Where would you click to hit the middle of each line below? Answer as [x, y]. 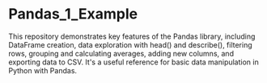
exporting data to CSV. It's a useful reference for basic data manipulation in [133, 62]
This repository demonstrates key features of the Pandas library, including [132, 36]
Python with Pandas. [43, 70]
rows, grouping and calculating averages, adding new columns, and [121, 53]
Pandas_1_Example [73, 14]
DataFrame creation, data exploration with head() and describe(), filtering [130, 44]
